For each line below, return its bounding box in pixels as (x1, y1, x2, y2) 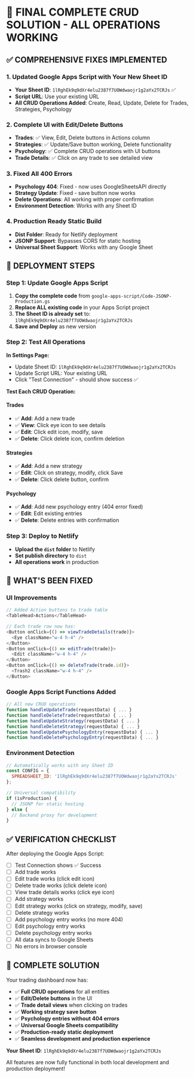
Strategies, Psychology (14, 105, 72, 112)
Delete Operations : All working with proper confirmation (14, 196, 154, 203)
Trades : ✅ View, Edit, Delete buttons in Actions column (14, 134, 150, 141)
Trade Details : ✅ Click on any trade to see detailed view (14, 154, 153, 162)
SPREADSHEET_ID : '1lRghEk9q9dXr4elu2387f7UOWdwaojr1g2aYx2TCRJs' (11, 774, 178, 779)
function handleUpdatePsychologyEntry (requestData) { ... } (6, 729, 159, 735)
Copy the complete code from (14, 293, 91, 300)
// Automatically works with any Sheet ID (6, 762, 113, 768)
